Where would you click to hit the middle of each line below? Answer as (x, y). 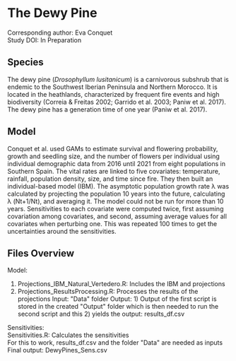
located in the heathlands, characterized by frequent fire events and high (113, 94)
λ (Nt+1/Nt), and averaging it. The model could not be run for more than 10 (116, 201)
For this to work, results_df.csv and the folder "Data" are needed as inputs (115, 343)
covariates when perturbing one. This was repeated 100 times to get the (112, 223)
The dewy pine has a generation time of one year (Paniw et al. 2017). (107, 109)
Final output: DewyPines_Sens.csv (57, 350)
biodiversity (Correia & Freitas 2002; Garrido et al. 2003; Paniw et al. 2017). (117, 102)
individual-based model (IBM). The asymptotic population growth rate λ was (118, 186)
